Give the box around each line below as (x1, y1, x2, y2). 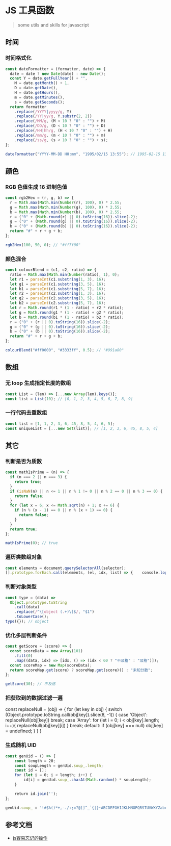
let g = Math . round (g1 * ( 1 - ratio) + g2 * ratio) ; (10, 310, 124, 315)
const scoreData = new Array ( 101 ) (10, 649, 83, 654)
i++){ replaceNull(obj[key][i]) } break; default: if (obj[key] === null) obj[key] (5, 723, 163, 729)
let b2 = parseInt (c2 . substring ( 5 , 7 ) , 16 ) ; (10, 300, 106, 306)
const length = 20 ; (14, 758, 56, 763)
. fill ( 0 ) (14, 653, 33, 658)
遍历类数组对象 (5, 554, 42, 561)
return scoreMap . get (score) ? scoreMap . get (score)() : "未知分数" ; (10, 668, 153, 673)
